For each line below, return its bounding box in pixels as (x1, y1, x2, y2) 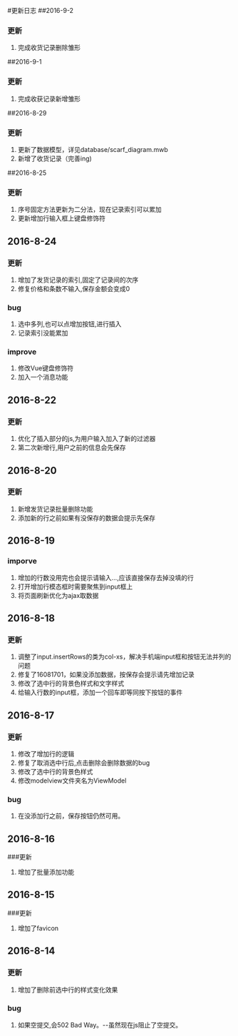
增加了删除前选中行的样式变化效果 (17, 985, 118, 994)
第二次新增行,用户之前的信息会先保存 (17, 443, 126, 452)
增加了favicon (17, 923, 59, 933)
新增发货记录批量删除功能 (17, 504, 93, 513)
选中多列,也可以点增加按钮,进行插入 (17, 320, 122, 328)
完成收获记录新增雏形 (17, 94, 81, 103)
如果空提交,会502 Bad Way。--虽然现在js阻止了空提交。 (17, 1020, 182, 1029)
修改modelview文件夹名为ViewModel (17, 776, 127, 785)
